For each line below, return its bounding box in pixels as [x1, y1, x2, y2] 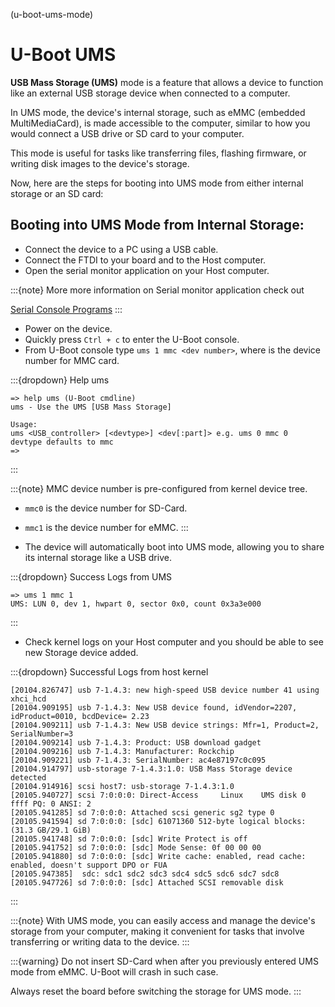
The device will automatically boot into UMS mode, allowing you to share [24, 540, 325, 553]
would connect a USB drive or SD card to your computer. [10, 127, 245, 139]
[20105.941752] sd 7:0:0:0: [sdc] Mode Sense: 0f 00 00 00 [10, 842, 262, 853]
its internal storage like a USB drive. [24, 551, 172, 563]
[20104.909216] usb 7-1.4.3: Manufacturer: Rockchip [10, 746, 235, 756]
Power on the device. [24, 322, 113, 334]
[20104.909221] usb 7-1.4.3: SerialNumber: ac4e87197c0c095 [10, 755, 267, 765]
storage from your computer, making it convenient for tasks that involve [10, 925, 305, 937]
